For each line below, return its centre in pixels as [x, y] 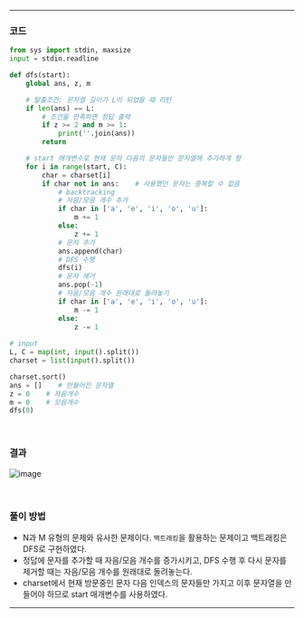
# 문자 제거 [76, 276]
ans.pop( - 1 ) [80, 285]
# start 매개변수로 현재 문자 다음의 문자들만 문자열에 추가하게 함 [133, 159]
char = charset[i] [76, 175]
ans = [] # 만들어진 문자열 [62, 385]
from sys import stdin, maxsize [70, 51]
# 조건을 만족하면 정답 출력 [86, 117]
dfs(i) [70, 268]
